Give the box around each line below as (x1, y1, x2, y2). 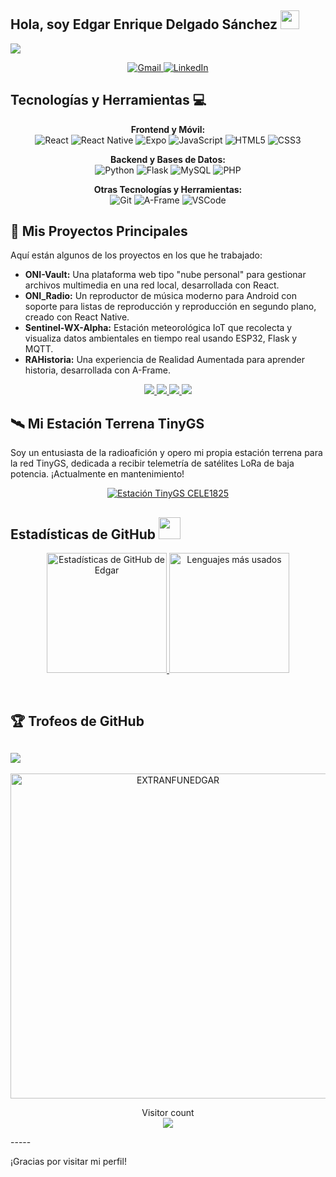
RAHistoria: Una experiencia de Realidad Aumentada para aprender (24, 354, 305, 366)
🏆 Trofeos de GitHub (10, 713, 145, 730)
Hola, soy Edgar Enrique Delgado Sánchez (10, 16, 278, 33)
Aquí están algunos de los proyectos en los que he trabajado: (10, 249, 263, 261)
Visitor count (141, 1107, 195, 1119)
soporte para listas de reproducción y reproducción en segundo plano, (24, 301, 317, 313)
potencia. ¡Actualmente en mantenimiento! (10, 468, 185, 480)
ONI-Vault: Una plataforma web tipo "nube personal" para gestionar (24, 269, 307, 281)
